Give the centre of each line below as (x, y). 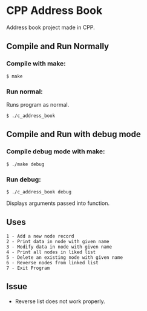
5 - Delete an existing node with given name (64, 257)
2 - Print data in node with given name (58, 241)
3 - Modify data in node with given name (59, 247)
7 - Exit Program (28, 268)
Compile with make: (36, 64)
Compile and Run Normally (58, 46)
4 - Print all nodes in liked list (51, 252)
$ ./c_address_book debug (39, 192)
